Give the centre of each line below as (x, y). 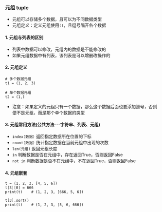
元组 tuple (17, 7)
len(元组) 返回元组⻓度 (35, 148)
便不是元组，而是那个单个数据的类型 (48, 113)
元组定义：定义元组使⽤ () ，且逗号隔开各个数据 (59, 25)
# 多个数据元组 (18, 79)
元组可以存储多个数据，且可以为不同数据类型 (57, 19)
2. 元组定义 (16, 67)
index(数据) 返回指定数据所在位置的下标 (52, 136)
